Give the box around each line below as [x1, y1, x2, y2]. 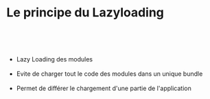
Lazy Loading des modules [16, 55, 93, 63]
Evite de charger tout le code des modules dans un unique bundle [16, 70, 203, 78]
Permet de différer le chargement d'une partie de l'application [16, 84, 191, 92]
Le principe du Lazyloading [6, 5, 164, 20]
